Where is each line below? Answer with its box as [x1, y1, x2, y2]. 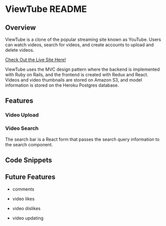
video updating [12, 215, 44, 221]
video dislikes [12, 205, 41, 211]
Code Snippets [5, 156, 52, 164]
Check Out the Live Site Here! [5, 57, 66, 63]
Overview [5, 23, 36, 32]
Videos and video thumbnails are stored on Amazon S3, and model [5, 77, 142, 83]
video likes [12, 196, 35, 202]
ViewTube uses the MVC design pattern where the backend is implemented [5, 66, 160, 72]
